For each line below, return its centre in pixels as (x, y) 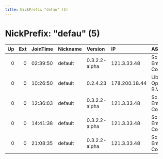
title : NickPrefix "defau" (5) (37, 9)
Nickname (70, 49)
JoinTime (42, 49)
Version (96, 49)
